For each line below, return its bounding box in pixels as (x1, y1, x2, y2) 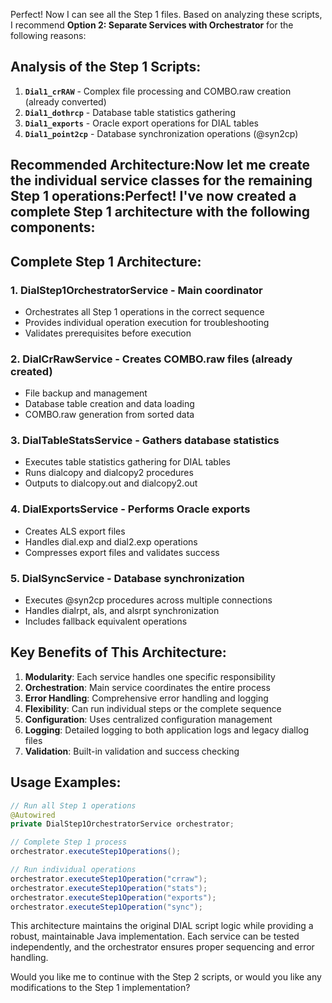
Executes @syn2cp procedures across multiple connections (24, 594, 273, 606)
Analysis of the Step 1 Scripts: (10, 59, 202, 76)
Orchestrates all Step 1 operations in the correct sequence (24, 305, 265, 318)
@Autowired (10, 810, 56, 820)
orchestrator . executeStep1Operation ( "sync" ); (10, 902, 203, 912)
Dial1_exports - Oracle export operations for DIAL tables (24, 117, 259, 129)
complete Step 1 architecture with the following (10, 204, 311, 221)
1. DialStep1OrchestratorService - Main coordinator (10, 283, 263, 297)
